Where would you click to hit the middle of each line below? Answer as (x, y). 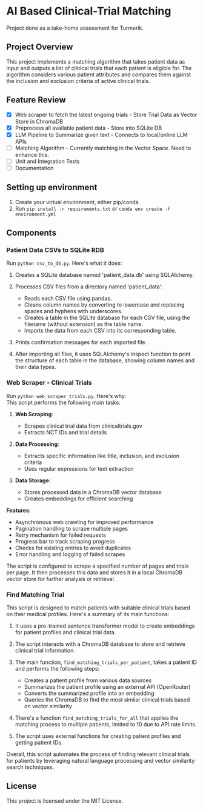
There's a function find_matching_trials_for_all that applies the (97, 718)
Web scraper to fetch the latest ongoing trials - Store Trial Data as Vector (106, 115)
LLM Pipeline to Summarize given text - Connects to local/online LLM (101, 134)
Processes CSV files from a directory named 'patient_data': (89, 287)
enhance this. (32, 154)
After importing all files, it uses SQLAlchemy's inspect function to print (103, 354)
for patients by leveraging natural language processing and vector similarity (101, 761)
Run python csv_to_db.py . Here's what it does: (64, 263)
